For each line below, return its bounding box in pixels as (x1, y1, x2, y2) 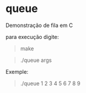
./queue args (20, 56, 52, 64)
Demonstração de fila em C (5, 22, 73, 29)
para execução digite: (5, 33, 59, 40)
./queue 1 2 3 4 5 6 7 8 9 (20, 80, 81, 87)
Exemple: (5, 68, 29, 75)
